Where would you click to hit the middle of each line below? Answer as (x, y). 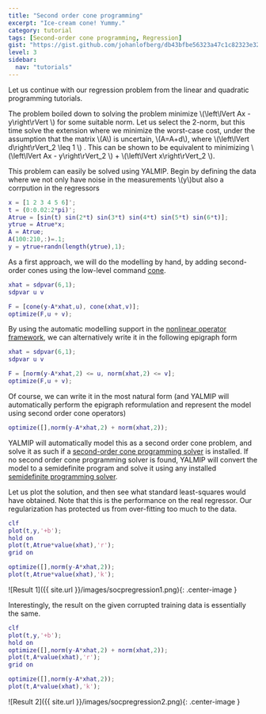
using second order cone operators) (67, 413)
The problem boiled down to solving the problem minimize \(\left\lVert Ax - (129, 113)
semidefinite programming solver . (63, 476)
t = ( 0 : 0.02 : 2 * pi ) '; (42, 210)
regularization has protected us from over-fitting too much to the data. (123, 509)
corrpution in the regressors (54, 188)
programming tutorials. (46, 98)
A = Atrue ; (26, 232)
